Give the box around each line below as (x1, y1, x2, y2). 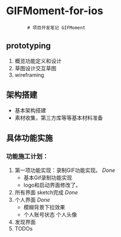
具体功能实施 (6, 133, 53, 143)
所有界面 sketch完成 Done (14, 189, 79, 196)
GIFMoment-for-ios (6, 4, 103, 18)
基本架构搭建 (14, 106, 46, 113)
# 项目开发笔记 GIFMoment (27, 25, 86, 31)
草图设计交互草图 (14, 64, 57, 72)
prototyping (6, 41, 51, 51)
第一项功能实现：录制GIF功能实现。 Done (14, 167, 116, 174)
